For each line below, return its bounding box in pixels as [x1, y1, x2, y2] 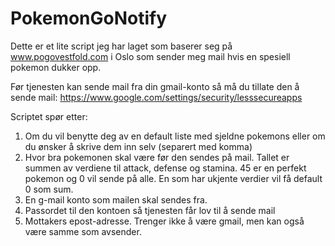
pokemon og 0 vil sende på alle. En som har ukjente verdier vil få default [24, 172, 323, 184]
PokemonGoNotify [10, 7, 168, 30]
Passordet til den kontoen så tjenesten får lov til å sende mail [24, 204, 276, 216]
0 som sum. [24, 183, 74, 195]
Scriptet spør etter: [10, 110, 88, 122]
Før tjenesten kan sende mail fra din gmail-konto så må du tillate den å [10, 80, 300, 92]
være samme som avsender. [24, 225, 142, 237]
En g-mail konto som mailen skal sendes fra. [24, 193, 208, 206]
